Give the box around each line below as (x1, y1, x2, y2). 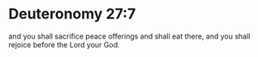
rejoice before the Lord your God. (8, 39, 120, 49)
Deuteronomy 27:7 (8, 5, 136, 23)
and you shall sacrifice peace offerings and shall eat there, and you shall (8, 31, 251, 41)
